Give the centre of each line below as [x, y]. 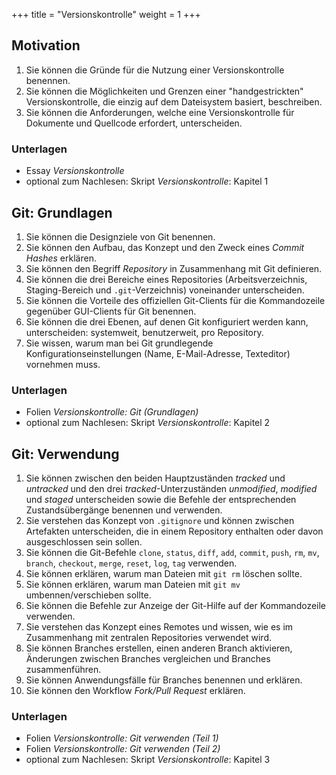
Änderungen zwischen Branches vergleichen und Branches [148, 659]
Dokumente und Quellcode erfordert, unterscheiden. [134, 123]
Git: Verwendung [65, 454]
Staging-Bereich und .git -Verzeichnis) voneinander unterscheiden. [165, 290]
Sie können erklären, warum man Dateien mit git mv [133, 585]
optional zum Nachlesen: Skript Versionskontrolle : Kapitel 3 [148, 760]
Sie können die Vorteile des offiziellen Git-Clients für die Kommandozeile [175, 300]
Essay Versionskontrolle [75, 171]
